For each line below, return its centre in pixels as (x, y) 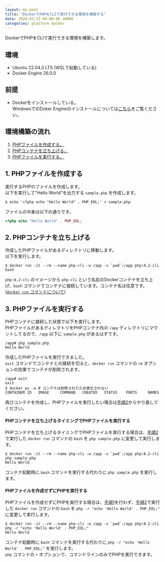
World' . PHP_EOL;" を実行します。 (41, 548)
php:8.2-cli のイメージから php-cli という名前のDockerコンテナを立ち (77, 280)
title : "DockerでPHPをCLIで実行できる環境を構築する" (56, 14)
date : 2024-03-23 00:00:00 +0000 (39, 19)
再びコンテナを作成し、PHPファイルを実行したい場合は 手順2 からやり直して (82, 402)
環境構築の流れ (28, 132)
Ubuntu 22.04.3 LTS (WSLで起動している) (54, 68)
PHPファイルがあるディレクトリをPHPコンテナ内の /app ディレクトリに (77, 328)
